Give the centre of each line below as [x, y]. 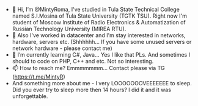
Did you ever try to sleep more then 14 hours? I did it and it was [91, 90]
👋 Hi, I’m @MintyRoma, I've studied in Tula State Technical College [96, 9]
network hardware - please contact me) [62, 48]
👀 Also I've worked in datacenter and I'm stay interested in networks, [99, 35]
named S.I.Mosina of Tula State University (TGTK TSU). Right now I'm [100, 16]
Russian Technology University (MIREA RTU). [69, 29]
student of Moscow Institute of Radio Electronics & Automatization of [99, 22]
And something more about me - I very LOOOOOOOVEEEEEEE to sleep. [102, 83]
